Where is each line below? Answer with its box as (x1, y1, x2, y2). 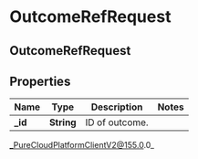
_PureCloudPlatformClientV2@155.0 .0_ (9, 140, 155, 151)
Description (90, 101, 143, 113)
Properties (9, 73, 71, 89)
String (48, 116, 77, 129)
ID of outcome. (85, 116, 149, 129)
